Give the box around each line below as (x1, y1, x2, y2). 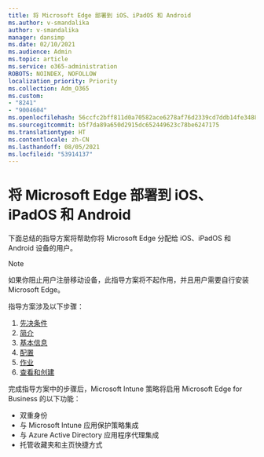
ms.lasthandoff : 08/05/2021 (8, 143, 101, 151)
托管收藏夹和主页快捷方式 (19, 441, 103, 450)
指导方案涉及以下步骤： (8, 302, 84, 311)
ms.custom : (8, 92, 44, 100)
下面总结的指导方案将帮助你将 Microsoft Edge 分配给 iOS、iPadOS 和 (8, 233, 232, 243)
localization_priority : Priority (8, 77, 118, 85)
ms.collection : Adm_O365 (8, 84, 90, 93)
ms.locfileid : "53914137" (8, 150, 93, 158)
